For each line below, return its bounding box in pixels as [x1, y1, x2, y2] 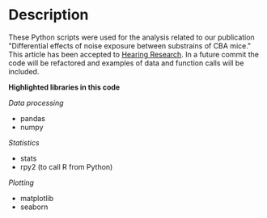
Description [8, 6, 89, 24]
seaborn [19, 202, 49, 212]
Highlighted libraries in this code [8, 82, 121, 92]
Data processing [8, 98, 64, 107]
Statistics [8, 137, 40, 147]
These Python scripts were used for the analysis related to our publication [8, 32, 255, 42]
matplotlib [19, 193, 54, 203]
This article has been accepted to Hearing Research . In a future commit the [8, 49, 259, 59]
